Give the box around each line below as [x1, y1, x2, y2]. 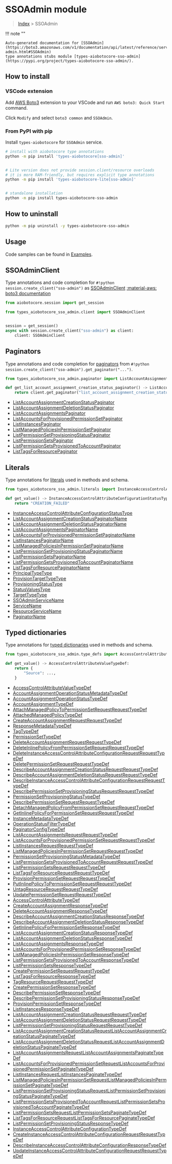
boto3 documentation [5, 291, 51, 297]
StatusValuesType [12, 586, 51, 593]
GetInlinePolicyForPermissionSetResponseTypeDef [12, 924, 120, 930]
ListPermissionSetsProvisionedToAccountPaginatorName [12, 559, 134, 565]
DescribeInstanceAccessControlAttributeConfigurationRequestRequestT [12, 777, 165, 783]
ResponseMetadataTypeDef [12, 723, 72, 729]
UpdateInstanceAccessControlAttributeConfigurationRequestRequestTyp [12, 1147, 167, 1154]
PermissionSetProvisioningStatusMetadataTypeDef [12, 853, 120, 860]
